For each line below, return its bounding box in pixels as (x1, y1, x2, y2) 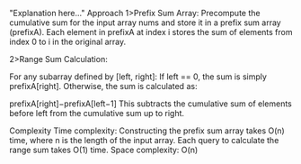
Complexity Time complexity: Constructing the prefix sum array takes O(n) (9, 125, 285, 136)
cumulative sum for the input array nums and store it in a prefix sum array (9, 17, 281, 28)
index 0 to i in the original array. (9, 36, 127, 47)
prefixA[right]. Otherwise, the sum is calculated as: (9, 81, 198, 91)
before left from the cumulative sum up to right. (9, 108, 185, 118)
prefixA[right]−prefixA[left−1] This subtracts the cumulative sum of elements (9, 98, 292, 109)
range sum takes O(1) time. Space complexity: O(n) (9, 144, 199, 155)
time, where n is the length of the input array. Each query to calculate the (9, 135, 279, 145)
